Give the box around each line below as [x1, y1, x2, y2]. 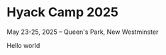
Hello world [6, 41, 40, 49]
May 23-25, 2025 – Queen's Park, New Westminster [6, 28, 159, 36]
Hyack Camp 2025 [6, 4, 118, 20]
